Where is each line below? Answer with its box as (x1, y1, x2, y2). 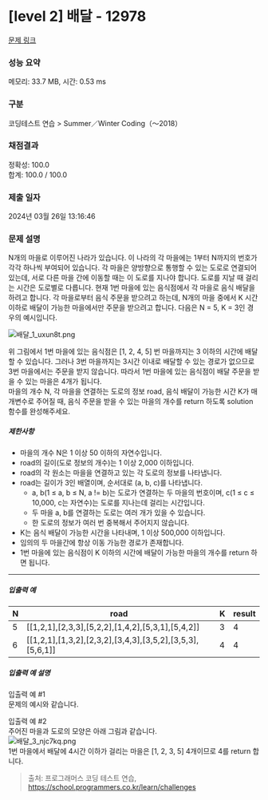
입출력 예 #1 (8, 690, 45, 699)
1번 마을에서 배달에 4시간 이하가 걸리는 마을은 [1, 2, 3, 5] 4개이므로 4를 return (8, 747, 251, 756)
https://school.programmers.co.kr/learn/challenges (27, 782, 197, 792)
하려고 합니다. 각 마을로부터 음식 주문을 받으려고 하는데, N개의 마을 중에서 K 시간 (8, 293, 258, 303)
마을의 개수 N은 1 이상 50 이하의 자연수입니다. (19, 448, 162, 457)
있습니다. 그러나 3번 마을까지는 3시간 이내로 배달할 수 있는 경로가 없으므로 (25, 357, 255, 366)
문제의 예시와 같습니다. (8, 699, 79, 709)
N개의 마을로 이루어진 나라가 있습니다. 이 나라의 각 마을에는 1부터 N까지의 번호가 (8, 253, 258, 263)
